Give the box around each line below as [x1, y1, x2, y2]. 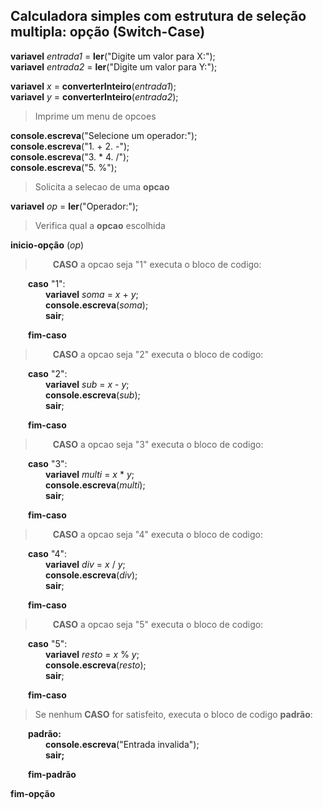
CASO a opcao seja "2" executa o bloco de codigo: [52, 348, 264, 360]
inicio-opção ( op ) [10, 239, 85, 251]
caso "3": [28, 457, 68, 469]
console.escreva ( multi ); [45, 479, 146, 491]
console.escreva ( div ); [45, 569, 138, 581]
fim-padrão [28, 768, 77, 780]
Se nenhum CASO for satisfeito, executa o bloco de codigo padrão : [34, 708, 313, 720]
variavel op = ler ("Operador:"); [10, 200, 139, 212]
